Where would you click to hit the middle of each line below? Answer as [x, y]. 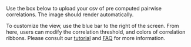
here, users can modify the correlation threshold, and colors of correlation [96, 32]
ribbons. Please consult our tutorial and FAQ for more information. [86, 38]
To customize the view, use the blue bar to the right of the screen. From [93, 26]
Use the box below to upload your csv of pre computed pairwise [84, 8]
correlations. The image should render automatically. [70, 15]
